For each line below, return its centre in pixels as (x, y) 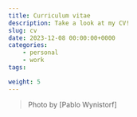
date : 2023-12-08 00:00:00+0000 (62, 38)
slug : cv (23, 30)
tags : (17, 68)
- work (33, 60)
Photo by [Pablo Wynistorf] (72, 104)
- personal (41, 53)
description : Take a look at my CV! (69, 23)
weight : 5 (25, 82)
